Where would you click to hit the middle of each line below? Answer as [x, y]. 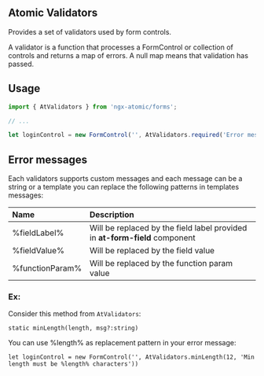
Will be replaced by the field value [152, 251]
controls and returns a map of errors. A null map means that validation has [128, 55]
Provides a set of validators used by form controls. [90, 31]
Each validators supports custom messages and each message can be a [125, 179]
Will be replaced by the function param [161, 264]
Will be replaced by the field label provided [168, 228]
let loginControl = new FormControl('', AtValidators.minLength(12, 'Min [132, 357]
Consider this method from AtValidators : [75, 314]
